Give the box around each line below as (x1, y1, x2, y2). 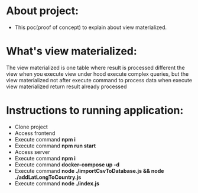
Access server (14, 148, 50, 155)
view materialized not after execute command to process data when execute (6, 76, 193, 83)
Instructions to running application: (6, 104, 184, 117)
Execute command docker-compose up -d (14, 161, 120, 168)
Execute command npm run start (14, 142, 96, 149)
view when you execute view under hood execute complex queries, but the (6, 70, 189, 78)
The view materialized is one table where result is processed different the (6, 64, 185, 71)
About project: (6, 4, 79, 18)
